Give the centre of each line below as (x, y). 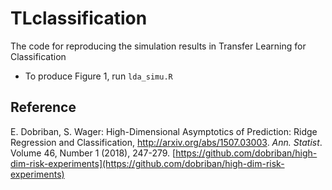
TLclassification (79, 18)
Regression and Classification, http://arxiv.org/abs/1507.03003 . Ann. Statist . (166, 142)
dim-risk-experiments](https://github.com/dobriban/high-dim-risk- (147, 163)
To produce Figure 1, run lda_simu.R (98, 76)
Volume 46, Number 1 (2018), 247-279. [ (93, 153)
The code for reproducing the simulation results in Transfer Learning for (158, 46)
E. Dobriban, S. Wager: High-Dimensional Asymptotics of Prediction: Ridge (164, 131)
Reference (43, 107)
